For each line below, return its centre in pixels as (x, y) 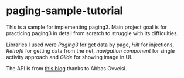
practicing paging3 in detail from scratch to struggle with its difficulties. (92, 33)
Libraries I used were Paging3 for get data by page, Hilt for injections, (90, 45)
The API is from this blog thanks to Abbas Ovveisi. (67, 68)
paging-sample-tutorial (64, 11)
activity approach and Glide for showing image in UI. (69, 57)
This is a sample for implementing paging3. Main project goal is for (87, 27)
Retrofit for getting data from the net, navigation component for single (91, 50)
